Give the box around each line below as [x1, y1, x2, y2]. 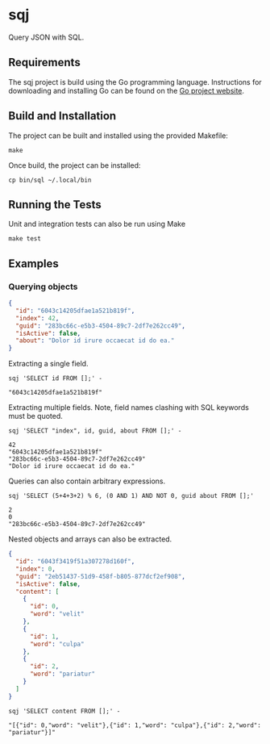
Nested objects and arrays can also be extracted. [8, 534, 172, 544]
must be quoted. [8, 412, 63, 421]
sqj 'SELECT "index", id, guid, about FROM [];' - [8, 427, 182, 435]
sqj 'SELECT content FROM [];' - [8, 707, 121, 715]
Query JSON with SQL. [8, 32, 85, 42]
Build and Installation [8, 109, 117, 123]
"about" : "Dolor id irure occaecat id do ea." [15, 336, 175, 345]
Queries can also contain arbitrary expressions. [8, 476, 166, 486]
